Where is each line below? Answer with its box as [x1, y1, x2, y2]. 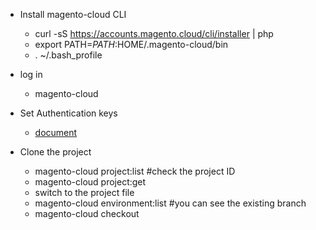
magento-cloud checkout [34, 208, 140, 219]
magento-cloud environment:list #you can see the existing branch [34, 197, 307, 209]
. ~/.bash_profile [34, 49, 103, 61]
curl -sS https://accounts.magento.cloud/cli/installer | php [34, 28, 274, 39]
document [34, 127, 78, 138]
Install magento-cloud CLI [19, 9, 127, 20]
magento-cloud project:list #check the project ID [34, 165, 236, 177]
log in [19, 69, 43, 80]
